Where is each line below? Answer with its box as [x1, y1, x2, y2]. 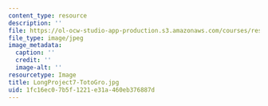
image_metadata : [8, 41, 62, 49]
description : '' [8, 19, 62, 27]
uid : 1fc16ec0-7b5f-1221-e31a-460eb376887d [8, 85, 156, 94]
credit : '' [15, 57, 52, 65]
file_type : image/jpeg [8, 33, 84, 42]
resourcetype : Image [8, 71, 77, 79]
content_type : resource [8, 11, 88, 20]
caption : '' [15, 49, 56, 57]
